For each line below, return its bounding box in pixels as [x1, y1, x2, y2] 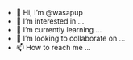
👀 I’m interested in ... [15, 16, 85, 26]
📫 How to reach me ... [15, 43, 91, 52]
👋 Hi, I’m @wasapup [15, 8, 83, 17]
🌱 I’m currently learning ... [15, 25, 102, 34]
